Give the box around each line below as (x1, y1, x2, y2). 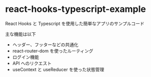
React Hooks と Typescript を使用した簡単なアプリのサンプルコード (5, 20, 144, 26)
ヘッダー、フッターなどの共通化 (12, 41, 78, 48)
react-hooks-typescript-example (5, 3, 146, 15)
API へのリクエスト (12, 60, 52, 66)
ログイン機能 (12, 54, 39, 60)
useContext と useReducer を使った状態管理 (12, 66, 104, 73)
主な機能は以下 (5, 31, 36, 37)
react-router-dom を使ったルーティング (12, 48, 93, 54)
